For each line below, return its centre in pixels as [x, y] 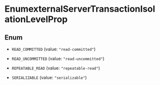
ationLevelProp [36, 19]
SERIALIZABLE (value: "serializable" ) [49, 77]
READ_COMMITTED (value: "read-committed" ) [54, 49]
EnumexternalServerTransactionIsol [80, 9]
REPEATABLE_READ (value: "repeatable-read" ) [56, 68]
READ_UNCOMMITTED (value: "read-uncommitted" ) [58, 59]
